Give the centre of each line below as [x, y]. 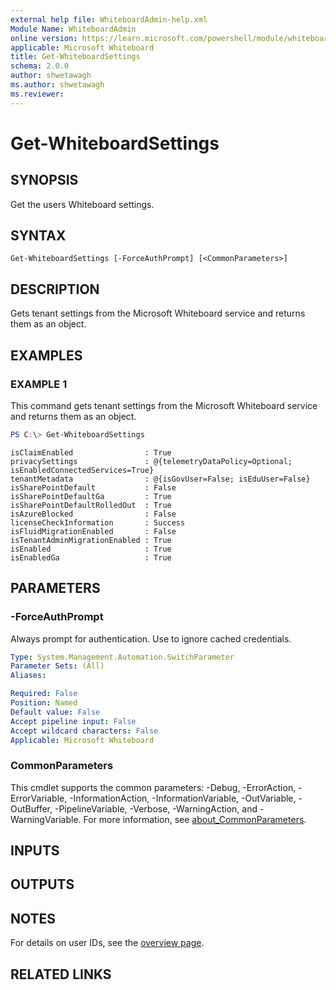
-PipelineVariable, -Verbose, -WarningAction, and [156, 808]
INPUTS [35, 851]
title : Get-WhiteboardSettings [75, 57]
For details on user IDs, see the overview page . [107, 943]
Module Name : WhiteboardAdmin [73, 29]
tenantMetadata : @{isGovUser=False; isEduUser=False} [160, 479]
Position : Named [44, 703]
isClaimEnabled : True [91, 452]
